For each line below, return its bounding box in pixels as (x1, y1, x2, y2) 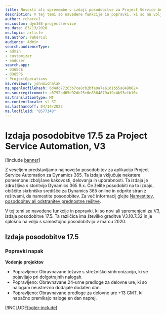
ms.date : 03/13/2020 (5, 26, 48, 31)
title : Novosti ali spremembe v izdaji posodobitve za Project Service (5, 7, 156, 12)
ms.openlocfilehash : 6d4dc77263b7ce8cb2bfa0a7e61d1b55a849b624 (5, 85, 138, 91)
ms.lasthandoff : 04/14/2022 (5, 104, 63, 109)
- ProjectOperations (5, 76, 48, 81)
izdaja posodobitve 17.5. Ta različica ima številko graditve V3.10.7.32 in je (5, 213, 152, 219)
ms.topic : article (5, 30, 43, 35)
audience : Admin (5, 40, 39, 45)
